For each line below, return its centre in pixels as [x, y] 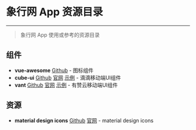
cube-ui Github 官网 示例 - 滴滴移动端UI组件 [68, 77]
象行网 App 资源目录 [55, 12]
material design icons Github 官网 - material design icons [84, 120]
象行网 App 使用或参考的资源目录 [60, 35]
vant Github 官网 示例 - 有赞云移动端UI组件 [66, 85]
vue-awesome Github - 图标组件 [54, 70]
